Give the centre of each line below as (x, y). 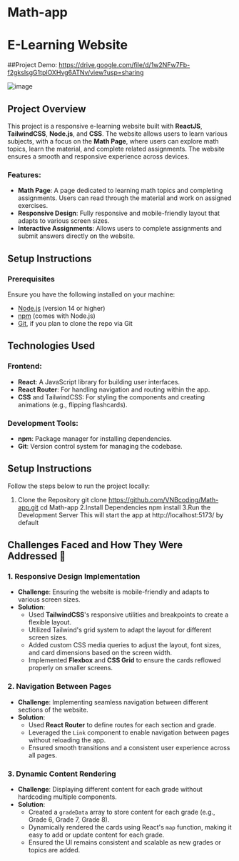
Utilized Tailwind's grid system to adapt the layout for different (120, 630)
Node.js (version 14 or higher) (61, 308)
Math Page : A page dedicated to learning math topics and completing (120, 191)
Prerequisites (31, 279)
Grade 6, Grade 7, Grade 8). (69, 820)
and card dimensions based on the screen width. (100, 653)
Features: (24, 174)
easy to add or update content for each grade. (96, 835)
